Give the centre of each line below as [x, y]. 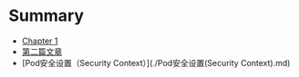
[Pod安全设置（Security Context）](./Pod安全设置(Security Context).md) [156, 63]
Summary [46, 16]
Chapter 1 [40, 41]
